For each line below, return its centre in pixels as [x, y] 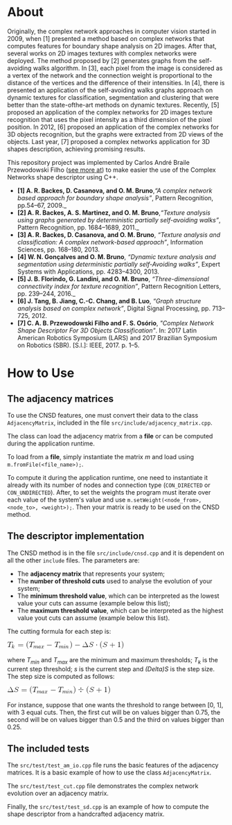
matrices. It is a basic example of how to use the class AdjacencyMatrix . [109, 772]
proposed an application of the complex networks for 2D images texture [110, 112]
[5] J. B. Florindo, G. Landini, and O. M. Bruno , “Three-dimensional [113, 278]
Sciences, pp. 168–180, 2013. [59, 249]
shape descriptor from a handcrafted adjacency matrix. [86, 814]
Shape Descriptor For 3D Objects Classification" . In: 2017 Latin [107, 330]
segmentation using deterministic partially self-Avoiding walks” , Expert [118, 264]
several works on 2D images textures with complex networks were [102, 53]
